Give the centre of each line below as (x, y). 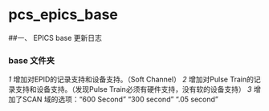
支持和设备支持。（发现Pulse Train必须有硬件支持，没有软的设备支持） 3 (133, 89)
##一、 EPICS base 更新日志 (55, 38)
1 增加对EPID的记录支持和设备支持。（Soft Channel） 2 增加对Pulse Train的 (131, 79)
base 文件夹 (31, 60)
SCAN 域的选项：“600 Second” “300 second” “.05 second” (120, 99)
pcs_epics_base (63, 15)
